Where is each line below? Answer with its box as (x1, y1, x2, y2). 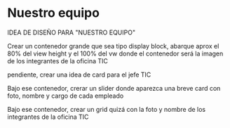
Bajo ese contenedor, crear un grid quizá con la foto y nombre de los (7, 105, 206, 113)
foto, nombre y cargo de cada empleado (7, 91, 124, 100)
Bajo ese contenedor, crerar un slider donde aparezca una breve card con (7, 84, 221, 92)
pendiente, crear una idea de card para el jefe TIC (7, 70, 151, 79)
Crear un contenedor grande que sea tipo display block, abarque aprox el (7, 41, 219, 50)
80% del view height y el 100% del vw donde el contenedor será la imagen (7, 49, 224, 58)
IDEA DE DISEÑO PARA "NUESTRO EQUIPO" (7, 28, 135, 37)
